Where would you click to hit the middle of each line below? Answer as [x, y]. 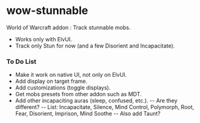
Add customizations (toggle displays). [63, 88]
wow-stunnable [47, 11]
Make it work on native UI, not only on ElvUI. [71, 75]
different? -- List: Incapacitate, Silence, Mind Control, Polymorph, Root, [105, 107]
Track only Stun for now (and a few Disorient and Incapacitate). [95, 46]
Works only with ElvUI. [43, 39]
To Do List [21, 61]
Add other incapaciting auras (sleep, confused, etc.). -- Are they [96, 100]
